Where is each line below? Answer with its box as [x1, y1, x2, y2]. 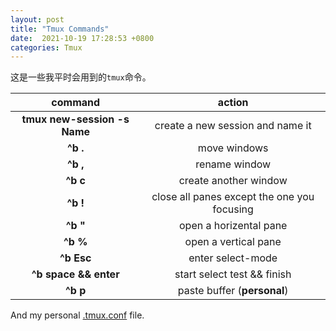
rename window [195, 157, 272, 171]
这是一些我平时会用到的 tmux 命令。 [10, 71, 152, 83]
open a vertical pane [184, 235, 282, 249]
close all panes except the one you [151, 190, 315, 204]
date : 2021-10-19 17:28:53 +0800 [10, 33, 155, 43]
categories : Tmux [10, 42, 83, 53]
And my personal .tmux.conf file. [10, 309, 145, 321]
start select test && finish [174, 267, 292, 281]
